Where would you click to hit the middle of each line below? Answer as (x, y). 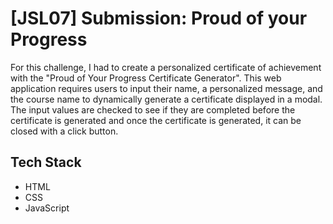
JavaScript (47, 208)
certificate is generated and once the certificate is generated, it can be (156, 120)
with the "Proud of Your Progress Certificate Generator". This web (146, 78)
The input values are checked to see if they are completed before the (153, 109)
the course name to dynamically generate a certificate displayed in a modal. (166, 99)
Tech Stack (46, 162)
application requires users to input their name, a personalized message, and (166, 88)
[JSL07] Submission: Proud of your (159, 18)
